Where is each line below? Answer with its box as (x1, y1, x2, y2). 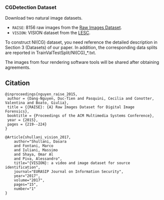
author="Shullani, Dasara (14, 139, 67, 144)
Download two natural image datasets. (5, 15, 83, 21)
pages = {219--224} (7, 122, 47, 127)
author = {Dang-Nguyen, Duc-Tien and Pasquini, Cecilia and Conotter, (7, 96, 154, 101)
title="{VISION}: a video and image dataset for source (14, 161, 131, 166)
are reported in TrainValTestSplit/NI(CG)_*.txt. (5, 50, 96, 56)
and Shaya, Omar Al (14, 152, 54, 157)
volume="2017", (14, 178, 45, 183)
